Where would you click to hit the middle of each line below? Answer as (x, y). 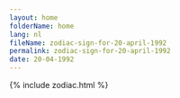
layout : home (34, 18)
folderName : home (42, 26)
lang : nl (26, 34)
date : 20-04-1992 (42, 59)
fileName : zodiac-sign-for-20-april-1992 (88, 43)
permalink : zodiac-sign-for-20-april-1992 (90, 51)
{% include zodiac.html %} (59, 85)
